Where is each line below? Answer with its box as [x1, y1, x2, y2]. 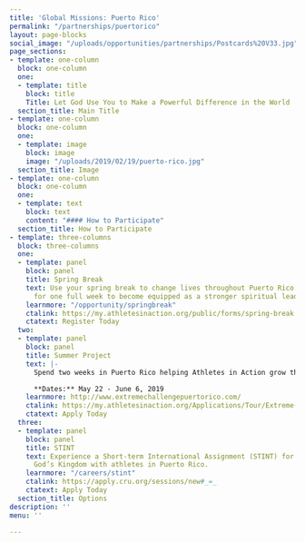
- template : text [17, 199, 84, 209]
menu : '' [9, 510, 43, 520]
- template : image [17, 140, 88, 149]
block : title [25, 89, 75, 98]
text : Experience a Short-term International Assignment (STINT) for [25, 451, 295, 461]
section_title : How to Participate [17, 224, 152, 233]
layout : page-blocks [9, 30, 88, 39]
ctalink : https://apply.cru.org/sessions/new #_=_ [25, 478, 218, 487]
